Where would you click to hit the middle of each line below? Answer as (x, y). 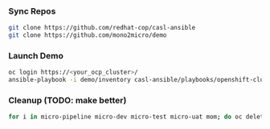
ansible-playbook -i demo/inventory (70, 80)
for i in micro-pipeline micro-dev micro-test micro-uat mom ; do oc (125, 117)
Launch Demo (36, 55)
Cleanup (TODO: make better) (67, 100)
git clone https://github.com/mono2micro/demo (88, 35)
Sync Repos (32, 11)
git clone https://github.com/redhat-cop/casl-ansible (102, 28)
